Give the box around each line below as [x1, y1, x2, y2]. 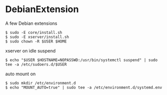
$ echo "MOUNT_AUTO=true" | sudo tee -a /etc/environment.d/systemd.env [5, 85, 162, 90]
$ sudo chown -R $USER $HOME [5, 39, 67, 44]
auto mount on [5, 71, 36, 77]
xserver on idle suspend [5, 47, 56, 54]
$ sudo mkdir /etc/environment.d [5, 80, 76, 85]
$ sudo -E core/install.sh [5, 30, 62, 35]
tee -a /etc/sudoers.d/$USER [5, 62, 67, 67]
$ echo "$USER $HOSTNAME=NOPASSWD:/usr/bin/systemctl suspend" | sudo [5, 57, 158, 63]
